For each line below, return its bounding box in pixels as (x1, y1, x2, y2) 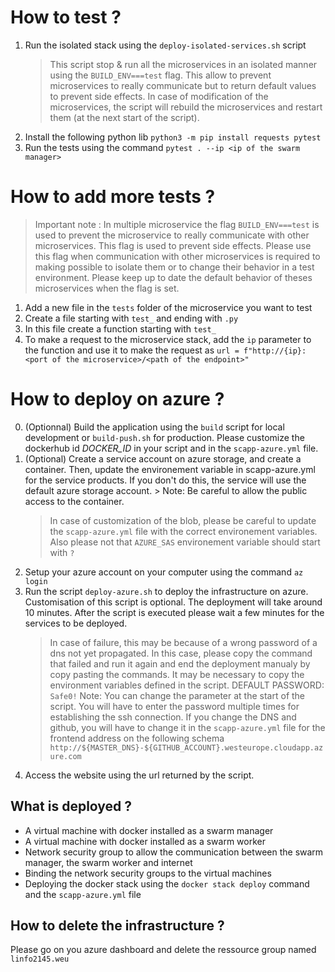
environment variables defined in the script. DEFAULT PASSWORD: (49, 679, 325, 691)
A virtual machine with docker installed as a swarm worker (24, 835, 266, 847)
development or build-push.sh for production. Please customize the (24, 431, 305, 443)
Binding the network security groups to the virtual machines (24, 867, 272, 879)
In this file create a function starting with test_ (24, 322, 217, 335)
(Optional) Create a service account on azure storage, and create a (24, 452, 302, 465)
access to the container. (24, 495, 125, 507)
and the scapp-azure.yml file (24, 888, 142, 900)
